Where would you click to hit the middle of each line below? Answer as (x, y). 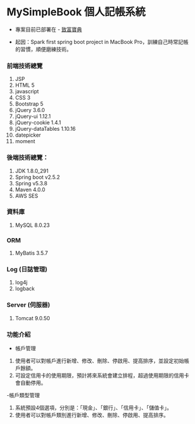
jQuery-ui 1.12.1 (33, 116)
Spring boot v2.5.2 (37, 177)
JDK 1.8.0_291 (32, 171)
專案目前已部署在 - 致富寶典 (48, 29)
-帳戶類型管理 (23, 395)
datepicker (28, 135)
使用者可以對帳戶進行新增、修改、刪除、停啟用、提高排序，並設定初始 (100, 361)
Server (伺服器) (28, 305)
